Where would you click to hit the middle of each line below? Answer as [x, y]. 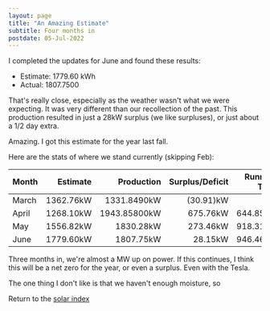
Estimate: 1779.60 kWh [58, 76]
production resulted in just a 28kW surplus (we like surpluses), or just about [134, 118]
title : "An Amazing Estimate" [59, 23]
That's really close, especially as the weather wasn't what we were [119, 100]
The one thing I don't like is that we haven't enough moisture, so [115, 283]
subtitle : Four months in [51, 30]
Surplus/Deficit [198, 182]
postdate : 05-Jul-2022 [46, 38]
